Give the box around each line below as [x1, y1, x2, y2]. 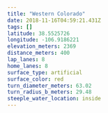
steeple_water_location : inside [7, 95, 101, 102]
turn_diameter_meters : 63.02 [7, 82, 92, 89]
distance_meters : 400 [7, 50, 70, 57]
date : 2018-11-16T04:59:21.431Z [7, 17, 101, 24]
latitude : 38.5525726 [7, 29, 70, 37]
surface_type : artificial [7, 69, 82, 76]
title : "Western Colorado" [7, 10, 86, 18]
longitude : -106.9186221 [7, 36, 79, 44]
